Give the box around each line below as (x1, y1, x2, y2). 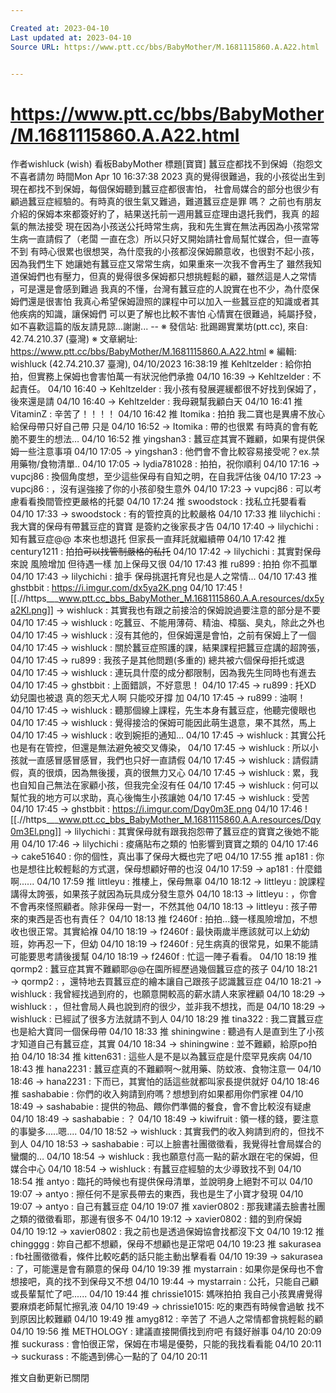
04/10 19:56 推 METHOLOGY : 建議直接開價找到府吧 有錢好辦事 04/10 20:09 (10, 1326, 322, 1338)
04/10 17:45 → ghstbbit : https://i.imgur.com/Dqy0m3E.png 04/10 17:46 (10, 803, 303, 815)
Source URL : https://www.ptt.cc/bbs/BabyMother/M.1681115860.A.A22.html (10, 42, 320, 52)
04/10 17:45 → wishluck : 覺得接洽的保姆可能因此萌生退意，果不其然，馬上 (10, 717, 317, 729)
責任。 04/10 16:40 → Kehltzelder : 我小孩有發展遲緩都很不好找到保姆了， (18, 383, 322, 395)
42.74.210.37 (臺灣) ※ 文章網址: (10, 333, 138, 345)
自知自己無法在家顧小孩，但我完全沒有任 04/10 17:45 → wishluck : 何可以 (18, 779, 319, 791)
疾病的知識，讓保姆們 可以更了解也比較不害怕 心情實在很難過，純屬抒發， (18, 308, 322, 320)
